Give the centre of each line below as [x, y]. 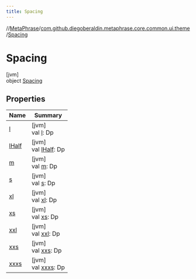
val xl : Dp [44, 200]
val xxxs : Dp [48, 267]
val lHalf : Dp [48, 149]
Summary [48, 115]
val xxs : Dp [47, 251]
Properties [26, 99]
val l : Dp [42, 132]
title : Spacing [25, 11]
